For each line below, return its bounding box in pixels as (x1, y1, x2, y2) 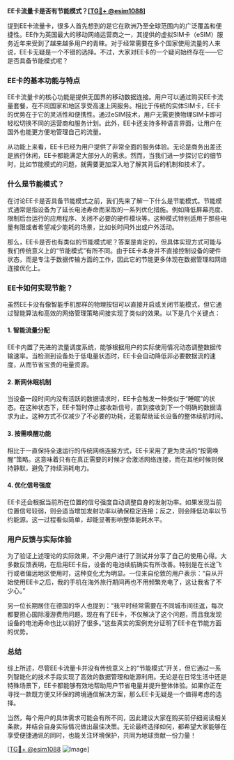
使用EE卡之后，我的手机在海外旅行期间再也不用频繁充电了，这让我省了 (13, 578, 216, 586)
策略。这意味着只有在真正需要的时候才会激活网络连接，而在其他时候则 (16, 455, 218, 463)
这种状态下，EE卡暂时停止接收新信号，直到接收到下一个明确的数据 (25, 403, 216, 411)
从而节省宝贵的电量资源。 (19, 360, 93, 369)
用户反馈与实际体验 (7, 534, 72, 544)
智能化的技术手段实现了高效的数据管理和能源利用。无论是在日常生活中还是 (13, 673, 227, 681)
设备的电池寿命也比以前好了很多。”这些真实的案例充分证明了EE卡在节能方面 (7, 619, 221, 627)
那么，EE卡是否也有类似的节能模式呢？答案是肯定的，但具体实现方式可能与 (7, 237, 222, 246)
